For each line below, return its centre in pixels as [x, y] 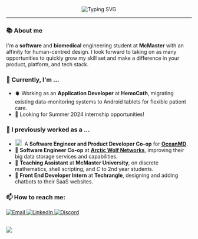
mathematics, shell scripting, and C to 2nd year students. [84, 169]
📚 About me [24, 30]
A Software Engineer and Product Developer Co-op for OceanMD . [106, 144]
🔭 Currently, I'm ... [33, 80]
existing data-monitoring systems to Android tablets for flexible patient [100, 101]
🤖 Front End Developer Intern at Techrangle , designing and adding [96, 175]
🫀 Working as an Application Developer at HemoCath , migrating [94, 93]
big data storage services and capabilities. [66, 156]
